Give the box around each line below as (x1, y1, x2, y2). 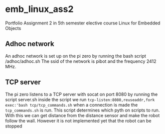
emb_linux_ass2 (5, 3, 74, 15)
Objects (5, 25, 21, 31)
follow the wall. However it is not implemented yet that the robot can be (5, 118, 152, 124)
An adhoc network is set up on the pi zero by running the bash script (5, 53, 146, 59)
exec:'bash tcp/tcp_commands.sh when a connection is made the (5, 102, 138, 108)
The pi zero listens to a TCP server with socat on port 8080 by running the (5, 91, 158, 97)
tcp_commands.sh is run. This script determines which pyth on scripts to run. (5, 107, 160, 113)
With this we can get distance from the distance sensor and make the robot (5, 112, 160, 118)
